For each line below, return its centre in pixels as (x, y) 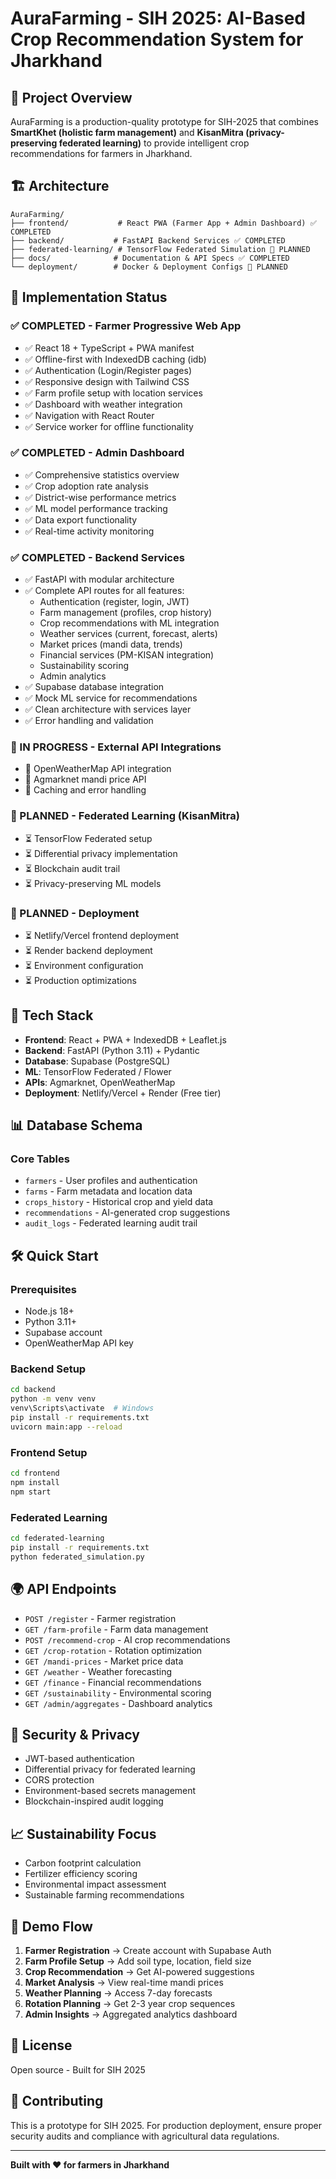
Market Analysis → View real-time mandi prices (124, 1982)
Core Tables (40, 1159)
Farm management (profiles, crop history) (126, 613)
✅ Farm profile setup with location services (113, 393)
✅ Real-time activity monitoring (89, 531)
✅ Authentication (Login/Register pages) (108, 370)
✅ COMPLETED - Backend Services (97, 557)
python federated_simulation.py (77, 1557)
